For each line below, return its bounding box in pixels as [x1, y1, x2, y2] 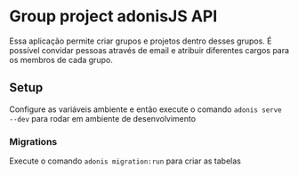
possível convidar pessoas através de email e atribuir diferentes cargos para [9, 44, 290, 55]
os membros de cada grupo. [9, 54, 113, 65]
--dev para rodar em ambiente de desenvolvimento [9, 113, 197, 123]
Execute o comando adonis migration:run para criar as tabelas [9, 155, 242, 166]
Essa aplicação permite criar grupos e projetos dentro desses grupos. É [9, 36, 272, 46]
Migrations [9, 135, 58, 147]
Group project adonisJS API [9, 6, 218, 27]
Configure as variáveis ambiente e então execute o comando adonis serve [9, 104, 282, 115]
